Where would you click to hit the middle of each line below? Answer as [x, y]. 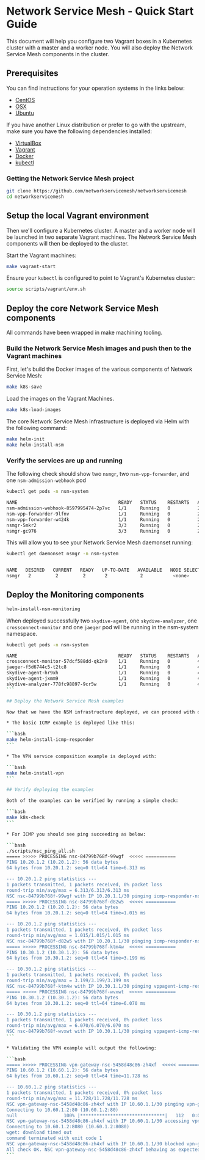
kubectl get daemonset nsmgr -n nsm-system [63, 554]
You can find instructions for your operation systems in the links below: [95, 88]
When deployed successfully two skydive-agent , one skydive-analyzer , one [102, 621]
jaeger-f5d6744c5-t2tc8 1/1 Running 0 [88, 667]
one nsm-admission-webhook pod [46, 480]
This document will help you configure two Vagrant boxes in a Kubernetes [99, 41]
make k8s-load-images [34, 410]
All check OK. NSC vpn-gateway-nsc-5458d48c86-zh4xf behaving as [91, 1150]
